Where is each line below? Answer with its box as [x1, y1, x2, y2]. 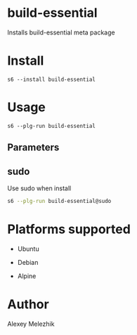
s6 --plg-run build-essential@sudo [7, 198, 112, 205]
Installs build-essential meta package [7, 28, 115, 37]
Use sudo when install [7, 184, 72, 192]
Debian [17, 258, 39, 266]
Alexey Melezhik [7, 320, 55, 328]
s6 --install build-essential [7, 76, 96, 83]
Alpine [17, 272, 37, 280]
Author [7, 296, 49, 313]
